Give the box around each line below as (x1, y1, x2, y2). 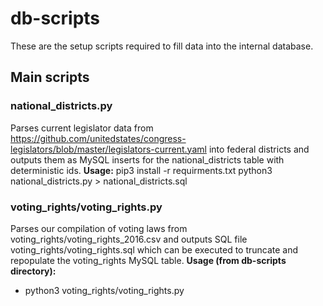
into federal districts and (208, 143, 310, 155)
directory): (10, 265, 57, 277)
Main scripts (10, 69, 90, 86)
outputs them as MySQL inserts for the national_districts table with (10, 153, 285, 166)
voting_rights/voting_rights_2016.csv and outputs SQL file (10, 233, 248, 245)
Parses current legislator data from (10, 122, 154, 134)
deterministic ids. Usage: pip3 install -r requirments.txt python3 (10, 164, 273, 176)
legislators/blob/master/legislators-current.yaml (10, 143, 207, 155)
